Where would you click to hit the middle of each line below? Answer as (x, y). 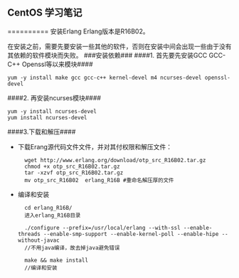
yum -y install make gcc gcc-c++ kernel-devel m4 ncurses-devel (105, 77)
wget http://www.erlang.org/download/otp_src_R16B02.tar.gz (115, 160)
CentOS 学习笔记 (45, 13)
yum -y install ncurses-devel (52, 111)
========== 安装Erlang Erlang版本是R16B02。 (78, 31)
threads (29, 234)
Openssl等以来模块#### (58, 64)
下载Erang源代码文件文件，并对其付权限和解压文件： (95, 146)
